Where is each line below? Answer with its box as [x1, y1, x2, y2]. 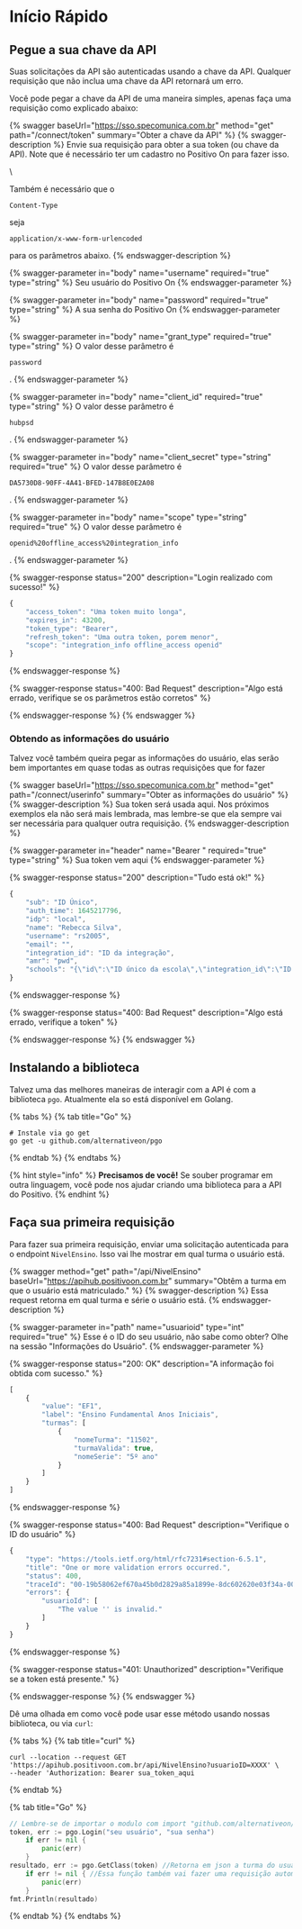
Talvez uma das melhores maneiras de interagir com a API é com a [9, 1083, 256, 1095]
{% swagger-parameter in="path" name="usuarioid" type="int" [9, 1321, 244, 1332]
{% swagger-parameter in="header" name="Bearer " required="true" [9, 845, 267, 856]
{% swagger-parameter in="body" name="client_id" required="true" [9, 392, 263, 402]
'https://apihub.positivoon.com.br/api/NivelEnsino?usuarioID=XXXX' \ [9, 1761, 280, 1770]
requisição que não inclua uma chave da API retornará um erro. [9, 76, 244, 86]
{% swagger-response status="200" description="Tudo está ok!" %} [9, 872, 265, 883]
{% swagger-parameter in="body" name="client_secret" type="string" [9, 452, 271, 462]
